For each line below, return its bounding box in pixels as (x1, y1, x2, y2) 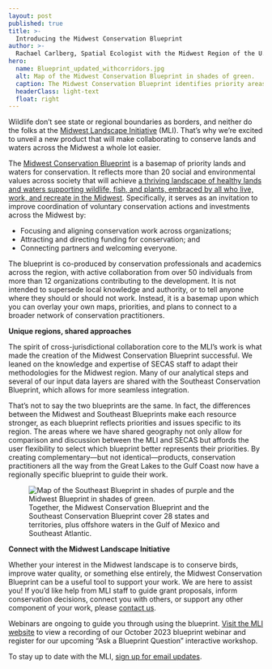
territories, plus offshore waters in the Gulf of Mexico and (28, 520, 220, 530)
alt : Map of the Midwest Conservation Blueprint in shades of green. (15, 72, 255, 80)
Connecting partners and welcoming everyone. (19, 243, 178, 253)
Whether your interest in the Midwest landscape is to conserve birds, (8, 560, 239, 570)
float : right (15, 95, 60, 103)
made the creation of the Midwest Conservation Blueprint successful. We (8, 350, 253, 361)
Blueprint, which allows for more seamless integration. (8, 385, 189, 395)
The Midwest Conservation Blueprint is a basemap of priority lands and (8, 159, 246, 169)
